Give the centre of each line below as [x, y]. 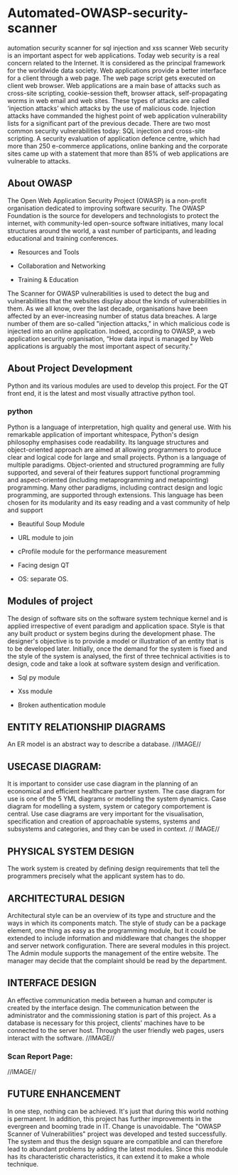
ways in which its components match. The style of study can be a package [117, 923]
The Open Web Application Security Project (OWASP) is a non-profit [107, 200]
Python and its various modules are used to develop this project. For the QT [118, 386]
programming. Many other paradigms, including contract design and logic [115, 487]
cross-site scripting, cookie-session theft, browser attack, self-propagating [118, 93]
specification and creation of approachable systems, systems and [104, 821]
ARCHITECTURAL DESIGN [66, 898]
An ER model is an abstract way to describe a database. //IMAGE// [104, 744]
